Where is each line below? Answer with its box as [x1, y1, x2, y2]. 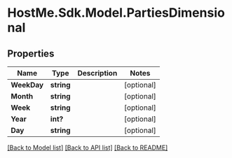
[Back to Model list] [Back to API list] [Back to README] [7, 143, 168, 152]
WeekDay [11, 80, 44, 89]
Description [77, 69, 118, 78]
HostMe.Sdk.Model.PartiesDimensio [7, 5, 226, 21]
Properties [7, 48, 55, 59]
